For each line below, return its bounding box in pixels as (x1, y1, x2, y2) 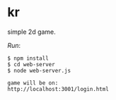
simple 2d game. (7, 27, 57, 36)
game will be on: (7, 79, 59, 87)
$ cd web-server (7, 61, 55, 68)
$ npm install (7, 54, 50, 62)
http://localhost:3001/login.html (7, 85, 110, 92)
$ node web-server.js (7, 67, 71, 74)
